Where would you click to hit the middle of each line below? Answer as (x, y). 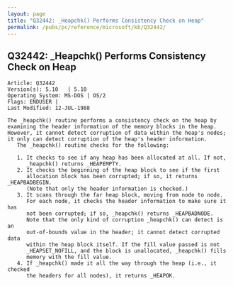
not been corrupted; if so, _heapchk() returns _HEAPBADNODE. (120, 214)
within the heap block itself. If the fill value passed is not (123, 245)
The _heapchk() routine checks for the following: (93, 145)
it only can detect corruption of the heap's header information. (107, 139)
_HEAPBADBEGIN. (30, 183)
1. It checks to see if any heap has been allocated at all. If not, (121, 158)
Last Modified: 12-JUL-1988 (49, 108)
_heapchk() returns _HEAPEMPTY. (74, 164)
